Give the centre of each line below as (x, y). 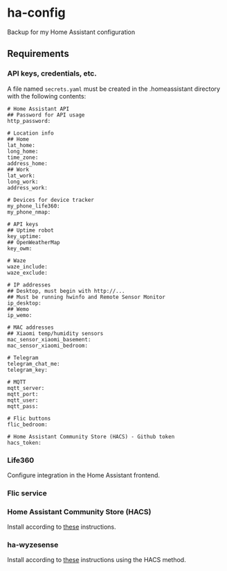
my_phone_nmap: (29, 212)
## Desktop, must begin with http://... (66, 291)
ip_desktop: (24, 303)
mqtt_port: (23, 394)
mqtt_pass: (23, 406)
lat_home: (21, 145)
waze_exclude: (28, 273)
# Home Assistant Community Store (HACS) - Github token (91, 436)
